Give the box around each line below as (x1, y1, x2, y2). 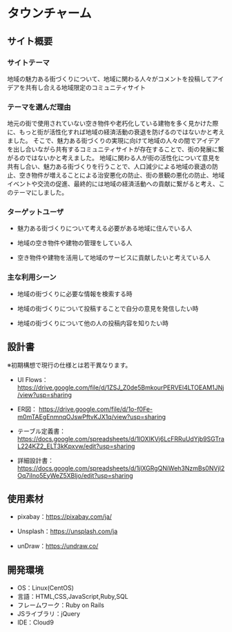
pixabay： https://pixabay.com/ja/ (17, 513, 113, 521)
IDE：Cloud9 (17, 618, 54, 626)
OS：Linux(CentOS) (17, 584, 75, 592)
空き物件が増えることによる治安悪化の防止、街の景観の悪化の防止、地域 (19, 171, 225, 180)
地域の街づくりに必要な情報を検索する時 (17, 289, 133, 298)
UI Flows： (17, 375, 48, 383)
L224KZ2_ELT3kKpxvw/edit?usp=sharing (17, 442, 135, 450)
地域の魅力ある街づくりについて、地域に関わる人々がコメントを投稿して (7, 75, 213, 83)
